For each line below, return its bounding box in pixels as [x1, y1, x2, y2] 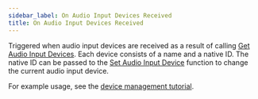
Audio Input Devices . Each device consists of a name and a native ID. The [8, 49, 249, 59]
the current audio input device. [8, 66, 110, 75]
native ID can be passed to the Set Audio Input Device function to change [8, 57, 248, 67]
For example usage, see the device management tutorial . [8, 81, 194, 91]
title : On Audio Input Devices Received [8, 19, 144, 27]
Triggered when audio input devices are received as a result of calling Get [8, 40, 250, 50]
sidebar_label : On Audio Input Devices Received [8, 11, 172, 20]
